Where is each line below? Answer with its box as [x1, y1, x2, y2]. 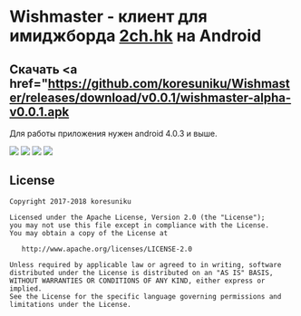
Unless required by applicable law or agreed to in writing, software [9, 260, 282, 269]
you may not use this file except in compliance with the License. [9, 220, 270, 230]
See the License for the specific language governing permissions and [9, 292, 282, 301]
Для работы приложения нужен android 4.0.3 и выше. [9, 129, 218, 139]
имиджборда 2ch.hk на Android [9, 25, 262, 46]
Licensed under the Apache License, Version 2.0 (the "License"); [9, 213, 266, 222]
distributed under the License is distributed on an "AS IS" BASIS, [9, 268, 274, 277]
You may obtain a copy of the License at [9, 228, 169, 237]
